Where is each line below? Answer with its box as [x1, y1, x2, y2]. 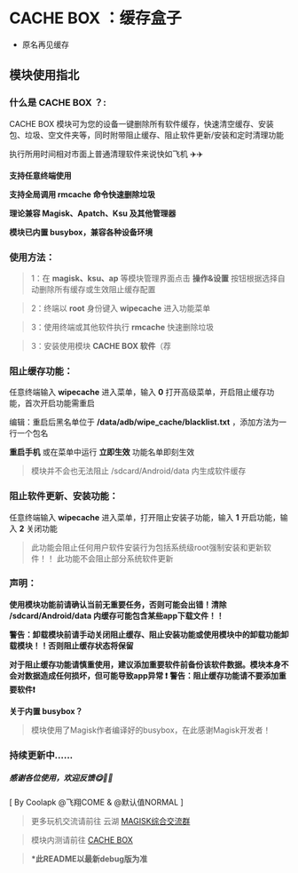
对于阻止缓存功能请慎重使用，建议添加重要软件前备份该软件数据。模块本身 [9, 659, 281, 670]
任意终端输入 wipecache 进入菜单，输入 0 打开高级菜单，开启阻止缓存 [9, 387, 267, 398]
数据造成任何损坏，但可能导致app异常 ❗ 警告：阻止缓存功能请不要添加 [24, 670, 279, 680]
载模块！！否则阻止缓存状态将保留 [9, 640, 134, 651]
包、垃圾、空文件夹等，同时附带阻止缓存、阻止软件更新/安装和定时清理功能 [9, 130, 285, 140]
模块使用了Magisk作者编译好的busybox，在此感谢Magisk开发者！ [30, 725, 271, 735]
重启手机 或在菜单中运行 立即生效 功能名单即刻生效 [9, 447, 195, 457]
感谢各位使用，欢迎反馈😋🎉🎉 [9, 773, 114, 783]
